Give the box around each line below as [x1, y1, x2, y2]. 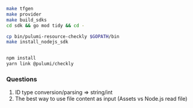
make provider [6, 11, 42, 17]
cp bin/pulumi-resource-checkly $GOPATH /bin [6, 33, 120, 39]
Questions [6, 75, 37, 83]
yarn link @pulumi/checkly [6, 61, 74, 67]
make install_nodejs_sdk [6, 39, 69, 45]
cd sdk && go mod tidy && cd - [6, 22, 85, 28]
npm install [6, 55, 36, 62]
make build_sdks [6, 17, 47, 23]
